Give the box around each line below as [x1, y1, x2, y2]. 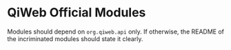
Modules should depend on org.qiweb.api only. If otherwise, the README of [7, 27, 225, 36]
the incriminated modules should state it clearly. [7, 34, 143, 42]
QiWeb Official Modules [7, 5, 146, 21]
